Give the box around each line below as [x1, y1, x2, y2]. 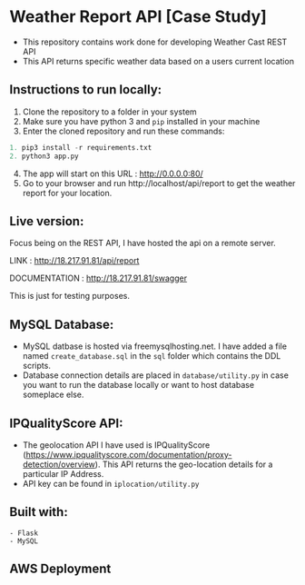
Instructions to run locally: [9, 82, 162, 97]
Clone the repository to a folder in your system [22, 106, 197, 117]
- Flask [9, 529, 39, 538]
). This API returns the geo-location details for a [94, 459, 273, 470]
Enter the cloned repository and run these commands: [22, 125, 225, 136]
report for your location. [22, 187, 113, 198]
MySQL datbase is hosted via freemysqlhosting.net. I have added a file [22, 341, 288, 352]
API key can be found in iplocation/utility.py [22, 478, 200, 489]
